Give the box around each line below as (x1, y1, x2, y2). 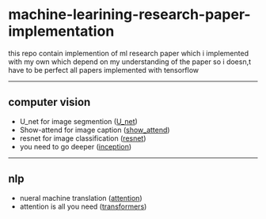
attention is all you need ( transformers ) (19, 202, 147, 211)
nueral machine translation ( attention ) (19, 193, 142, 202)
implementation (8, 22, 115, 40)
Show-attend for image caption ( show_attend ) (19, 125, 170, 134)
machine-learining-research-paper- (8, 6, 251, 24)
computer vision (8, 96, 91, 109)
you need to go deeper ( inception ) (19, 142, 132, 151)
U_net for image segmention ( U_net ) (19, 116, 139, 126)
